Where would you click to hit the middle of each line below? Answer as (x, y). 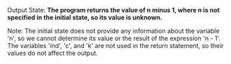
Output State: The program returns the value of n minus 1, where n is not (114, 10)
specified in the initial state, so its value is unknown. (85, 17)
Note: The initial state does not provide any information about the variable (113, 31)
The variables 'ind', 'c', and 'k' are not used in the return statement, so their (115, 46)
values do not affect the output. (52, 53)
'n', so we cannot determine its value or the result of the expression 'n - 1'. (114, 38)
